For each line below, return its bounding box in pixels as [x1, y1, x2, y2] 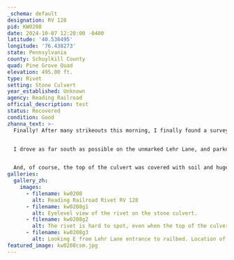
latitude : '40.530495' [7, 36, 73, 43]
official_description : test [7, 101, 89, 108]
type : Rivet [7, 75, 42, 82]
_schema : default [7, 10, 58, 17]
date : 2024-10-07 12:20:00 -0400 [7, 29, 104, 37]
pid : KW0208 [7, 23, 42, 30]
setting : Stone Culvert [7, 82, 77, 89]
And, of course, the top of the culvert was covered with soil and [13, 165, 214, 171]
